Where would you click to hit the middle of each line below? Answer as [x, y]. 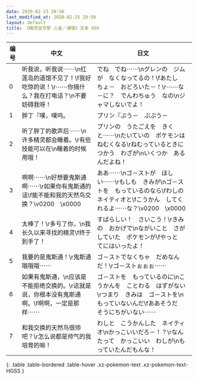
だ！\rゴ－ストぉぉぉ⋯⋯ [132, 266]
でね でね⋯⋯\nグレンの [132, 70]
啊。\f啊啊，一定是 [47, 303]
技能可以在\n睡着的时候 [54, 149]
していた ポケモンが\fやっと [138, 237]
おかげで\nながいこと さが [147, 229]
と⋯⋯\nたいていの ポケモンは [141, 136]
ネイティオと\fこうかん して [137, 200]
